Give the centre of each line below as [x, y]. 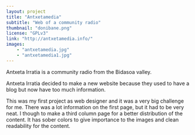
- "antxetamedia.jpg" [43, 50]
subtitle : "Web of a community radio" [53, 22]
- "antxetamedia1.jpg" [44, 55]
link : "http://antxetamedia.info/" [50, 39]
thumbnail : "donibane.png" [39, 28]
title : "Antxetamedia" [34, 17]
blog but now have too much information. [56, 89]
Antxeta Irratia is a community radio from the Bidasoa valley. [79, 72]
